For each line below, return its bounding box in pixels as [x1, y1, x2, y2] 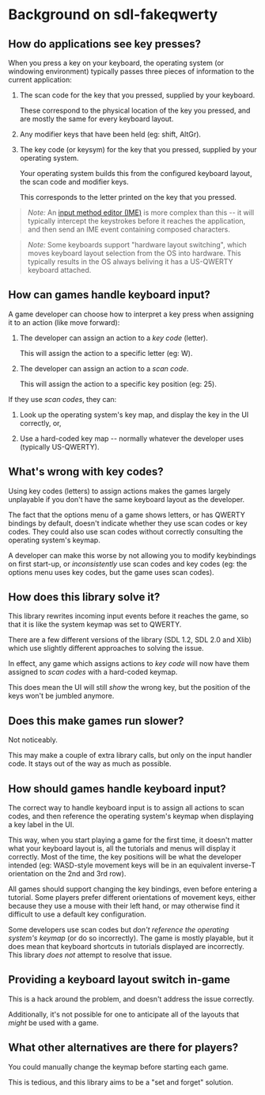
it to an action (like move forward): [8, 317, 120, 327]
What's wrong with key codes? [8, 465, 164, 479]
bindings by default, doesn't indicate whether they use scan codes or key [8, 518, 248, 528]
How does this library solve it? [8, 591, 161, 604]
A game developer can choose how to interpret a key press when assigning [8, 309, 255, 319]
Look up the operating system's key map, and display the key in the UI [19, 410, 249, 419]
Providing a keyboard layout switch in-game [8, 973, 231, 986]
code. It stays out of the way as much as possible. [8, 759, 172, 768]
